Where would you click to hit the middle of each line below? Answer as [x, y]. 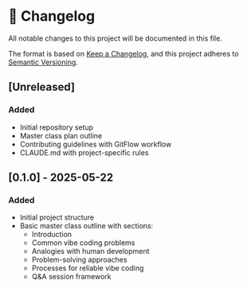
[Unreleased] [42, 87]
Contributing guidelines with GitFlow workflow [96, 144]
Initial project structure [57, 217]
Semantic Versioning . [43, 62]
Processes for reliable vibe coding [88, 268]
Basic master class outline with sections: [86, 226]
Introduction [52, 235]
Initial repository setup [57, 127]
